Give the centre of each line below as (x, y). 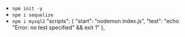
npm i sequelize (33, 15)
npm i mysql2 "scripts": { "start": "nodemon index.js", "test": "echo (96, 21)
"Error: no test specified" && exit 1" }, (58, 27)
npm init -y (27, 8)
